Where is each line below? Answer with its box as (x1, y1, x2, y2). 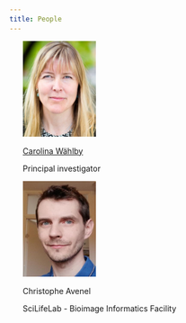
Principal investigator (22, 163, 102, 174)
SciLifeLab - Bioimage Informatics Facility (22, 302, 177, 314)
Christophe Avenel (22, 285, 92, 296)
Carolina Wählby (22, 145, 84, 157)
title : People (9, 14, 63, 23)
